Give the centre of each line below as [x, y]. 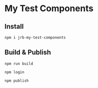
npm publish [17, 81]
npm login [15, 72]
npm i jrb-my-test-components [35, 37]
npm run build [19, 64]
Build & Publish [28, 52]
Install [14, 26]
